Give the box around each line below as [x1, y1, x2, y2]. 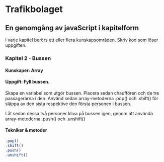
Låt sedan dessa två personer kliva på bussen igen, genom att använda [5, 110, 153, 116]
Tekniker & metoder [5, 127, 47, 133]
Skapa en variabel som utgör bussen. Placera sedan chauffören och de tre [5, 90, 159, 96]
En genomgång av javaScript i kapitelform [5, 24, 139, 32]
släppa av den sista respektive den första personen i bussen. [5, 101, 132, 107]
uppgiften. [5, 42, 27, 48]
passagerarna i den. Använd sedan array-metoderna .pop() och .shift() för [5, 95, 158, 101]
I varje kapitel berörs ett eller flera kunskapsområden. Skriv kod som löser [5, 37, 158, 43]
